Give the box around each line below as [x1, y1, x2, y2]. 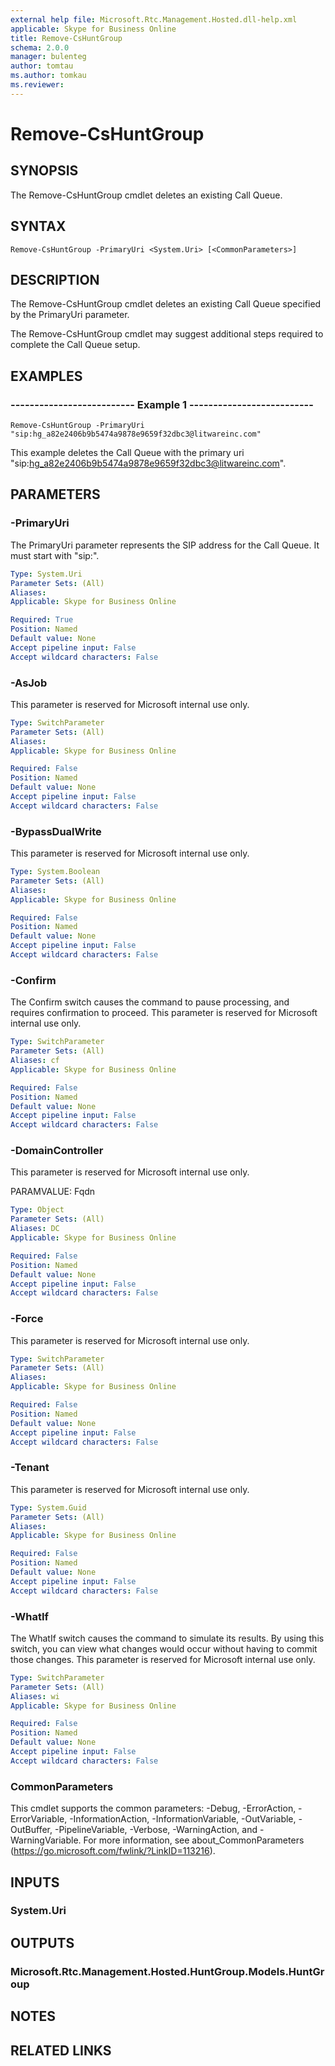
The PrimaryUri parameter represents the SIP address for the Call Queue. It [10, 539, 320, 551]
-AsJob [10, 676, 48, 690]
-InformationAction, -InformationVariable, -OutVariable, [69, 1813, 297, 1825]
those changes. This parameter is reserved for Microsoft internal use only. [10, 1653, 316, 1665]
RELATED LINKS [10, 2042, 112, 2059]
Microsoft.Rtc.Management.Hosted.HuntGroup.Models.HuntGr [10, 1964, 325, 1978]
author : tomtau [10, 61, 74, 71]
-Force [10, 1312, 44, 1326]
